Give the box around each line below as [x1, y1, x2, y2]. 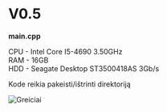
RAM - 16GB [8, 55, 49, 65]
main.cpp [8, 31, 41, 41]
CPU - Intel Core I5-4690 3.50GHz [8, 46, 123, 56]
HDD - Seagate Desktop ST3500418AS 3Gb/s [8, 63, 160, 73]
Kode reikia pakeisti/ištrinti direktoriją [8, 79, 131, 89]
